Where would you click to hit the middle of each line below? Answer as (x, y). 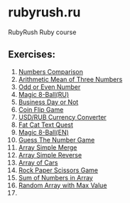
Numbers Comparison (51, 71)
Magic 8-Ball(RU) (44, 94)
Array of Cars (38, 162)
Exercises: (32, 54)
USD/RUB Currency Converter (63, 117)
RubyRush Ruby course (42, 32)
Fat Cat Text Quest (46, 125)
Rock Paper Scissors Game (58, 170)
